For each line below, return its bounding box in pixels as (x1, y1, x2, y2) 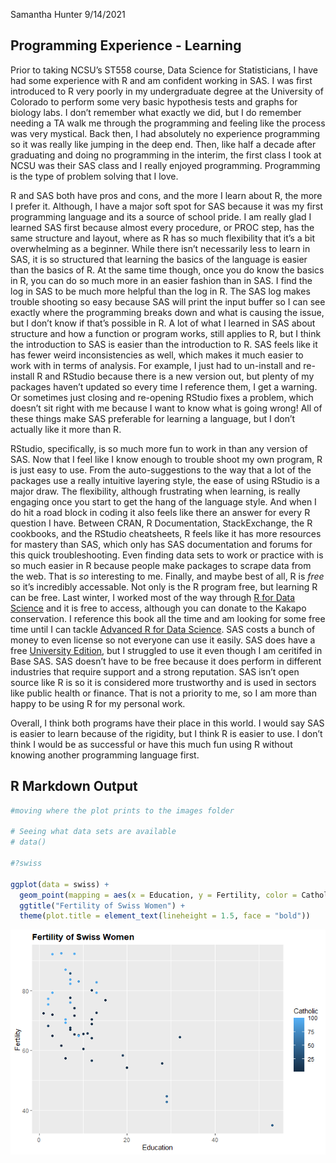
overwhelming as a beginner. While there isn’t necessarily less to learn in (10, 242, 311, 254)
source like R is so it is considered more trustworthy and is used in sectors (10, 676, 317, 688)
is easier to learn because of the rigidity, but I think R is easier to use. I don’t (10, 727, 323, 739)
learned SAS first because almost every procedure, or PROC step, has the (10, 221, 315, 233)
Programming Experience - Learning (10, 37, 242, 54)
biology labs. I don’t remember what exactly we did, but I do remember (10, 106, 302, 118)
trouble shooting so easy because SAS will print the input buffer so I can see (10, 295, 326, 308)
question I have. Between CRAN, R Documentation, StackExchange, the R (10, 517, 313, 529)
